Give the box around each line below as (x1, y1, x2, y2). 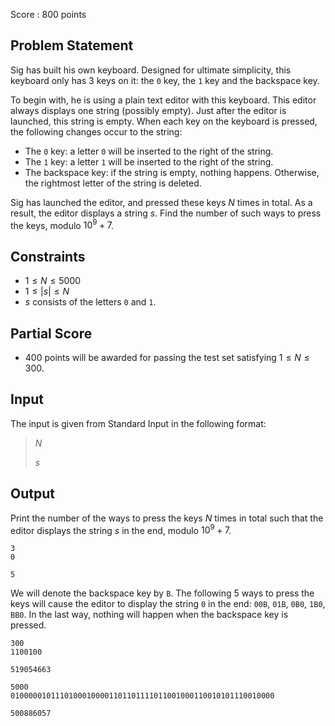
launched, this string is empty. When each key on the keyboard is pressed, (10, 115, 318, 127)
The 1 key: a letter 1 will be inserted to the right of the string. (24, 155, 274, 168)
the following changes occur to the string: (10, 125, 183, 138)
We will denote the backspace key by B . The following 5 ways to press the (10, 587, 315, 599)
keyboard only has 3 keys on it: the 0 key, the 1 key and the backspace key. (10, 74, 320, 86)
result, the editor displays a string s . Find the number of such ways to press (10, 207, 322, 219)
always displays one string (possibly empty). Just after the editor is (10, 104, 287, 116)
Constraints (10, 248, 86, 265)
